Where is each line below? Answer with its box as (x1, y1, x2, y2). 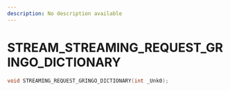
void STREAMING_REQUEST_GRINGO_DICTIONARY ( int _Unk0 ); (7, 77, 169, 84)
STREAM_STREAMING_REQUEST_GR (7, 39, 224, 55)
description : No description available (7, 10, 123, 17)
